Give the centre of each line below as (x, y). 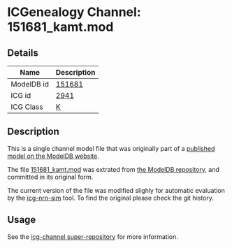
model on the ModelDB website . (53, 156)
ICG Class (27, 107)
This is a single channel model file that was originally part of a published (111, 148)
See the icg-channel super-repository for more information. (93, 236)
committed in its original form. (50, 177)
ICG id (21, 95)
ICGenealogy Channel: (74, 12)
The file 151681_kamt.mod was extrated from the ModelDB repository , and (114, 169)
